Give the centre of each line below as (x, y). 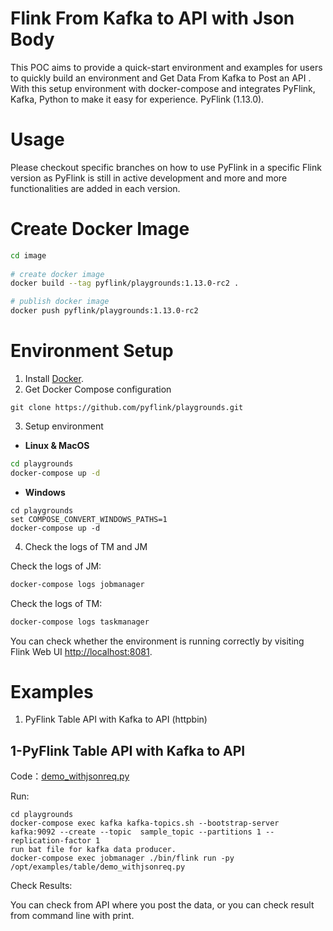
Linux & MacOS (57, 445)
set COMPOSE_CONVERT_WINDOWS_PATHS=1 (89, 519)
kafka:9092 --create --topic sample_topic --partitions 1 (136, 832)
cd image (28, 255)
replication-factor (51, 841)
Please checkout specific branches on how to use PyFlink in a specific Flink (166, 167)
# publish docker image (60, 302)
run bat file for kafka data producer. (93, 850)
